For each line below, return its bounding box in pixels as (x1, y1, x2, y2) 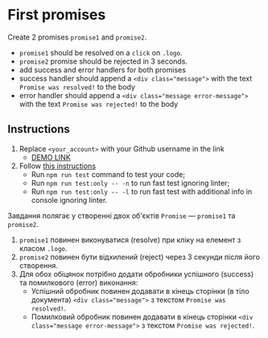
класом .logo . (19, 243, 68, 253)
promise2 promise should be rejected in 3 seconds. (19, 56, 188, 66)
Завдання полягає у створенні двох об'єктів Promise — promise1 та (7, 211, 236, 221)
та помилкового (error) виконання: (19, 278, 138, 287)
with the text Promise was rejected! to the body (19, 99, 179, 109)
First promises (7, 6, 106, 24)
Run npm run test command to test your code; (31, 169, 186, 179)
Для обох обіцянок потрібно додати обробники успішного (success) (19, 269, 254, 278)
